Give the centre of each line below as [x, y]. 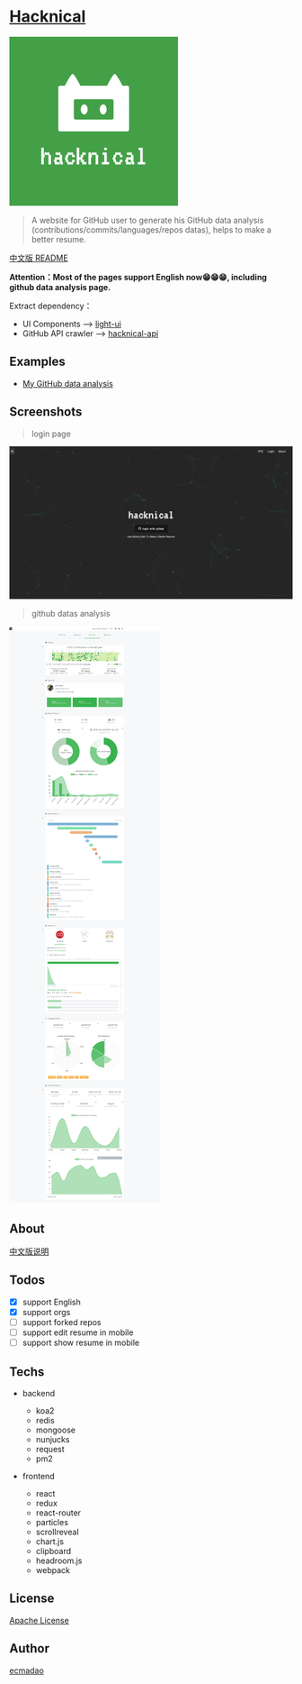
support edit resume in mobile [78, 1332]
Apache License [39, 1620]
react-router [58, 1513]
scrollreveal [57, 1532]
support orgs [46, 1312]
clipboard [53, 1551]
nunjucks [53, 1439]
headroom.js [59, 1560]
